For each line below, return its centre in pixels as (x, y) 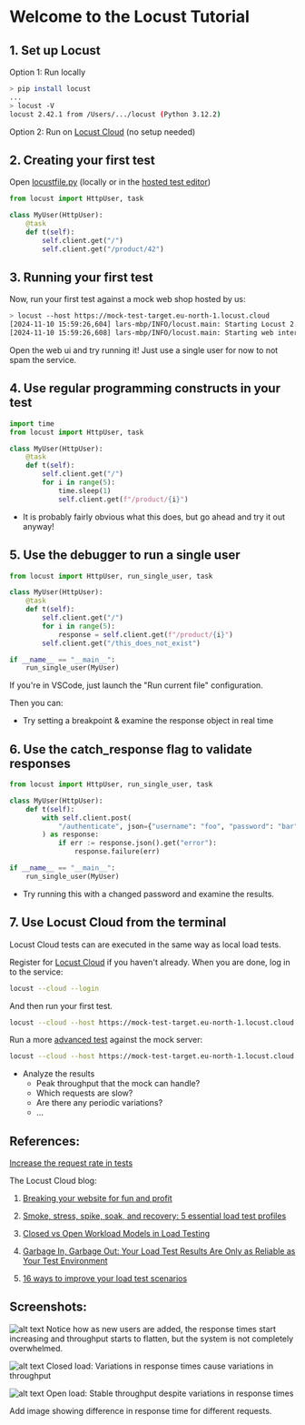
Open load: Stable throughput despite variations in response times (170, 1393)
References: (44, 1141)
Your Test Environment (65, 1261)
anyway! (38, 526)
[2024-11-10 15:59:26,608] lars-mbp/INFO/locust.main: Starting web (142, 333)
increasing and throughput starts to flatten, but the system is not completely (152, 1339)
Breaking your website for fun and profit (97, 1198)
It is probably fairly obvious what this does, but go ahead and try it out (154, 517)
